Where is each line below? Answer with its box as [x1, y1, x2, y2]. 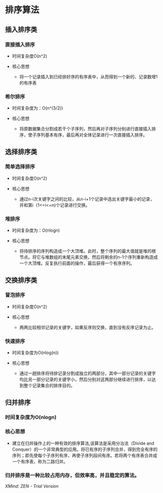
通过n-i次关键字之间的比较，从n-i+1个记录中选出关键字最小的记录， [19, 196, 155, 202]
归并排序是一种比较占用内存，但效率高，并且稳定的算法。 [5, 472, 140, 478]
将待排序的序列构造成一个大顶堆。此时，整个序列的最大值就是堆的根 [19, 248, 156, 254]
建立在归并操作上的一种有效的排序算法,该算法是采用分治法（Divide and [12, 440, 154, 446]
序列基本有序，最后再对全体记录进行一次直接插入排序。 [36, 132, 147, 138]
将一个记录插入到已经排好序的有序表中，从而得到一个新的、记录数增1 [19, 73, 158, 79]
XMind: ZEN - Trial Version [5, 483, 59, 489]
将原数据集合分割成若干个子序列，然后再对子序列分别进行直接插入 [19, 126, 152, 132]
